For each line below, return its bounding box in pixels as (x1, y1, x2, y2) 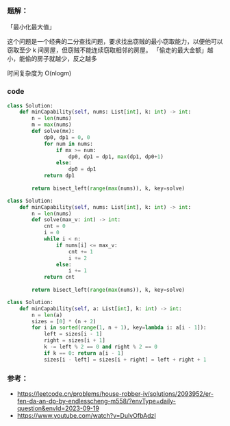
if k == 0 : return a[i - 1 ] (43, 349, 125, 357)
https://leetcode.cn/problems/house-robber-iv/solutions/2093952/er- (16, 390, 214, 398)
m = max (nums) (31, 121, 72, 128)
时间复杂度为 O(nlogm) (7, 69, 72, 77)
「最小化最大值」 (7, 23, 55, 32)
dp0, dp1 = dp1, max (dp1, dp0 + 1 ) (68, 153, 164, 160)
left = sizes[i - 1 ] (43, 331, 103, 338)
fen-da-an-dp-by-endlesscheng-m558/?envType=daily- (16, 397, 177, 405)
